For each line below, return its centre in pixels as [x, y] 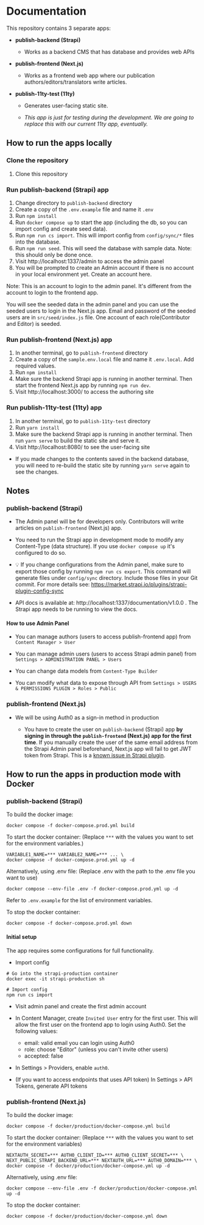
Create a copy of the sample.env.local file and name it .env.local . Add [104, 360]
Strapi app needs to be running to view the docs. [76, 609]
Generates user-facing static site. [66, 106]
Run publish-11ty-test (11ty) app [54, 408]
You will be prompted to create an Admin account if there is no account [104, 267]
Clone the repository [37, 161]
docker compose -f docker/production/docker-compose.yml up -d [88, 1166]
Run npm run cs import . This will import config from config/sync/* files [104, 235]
